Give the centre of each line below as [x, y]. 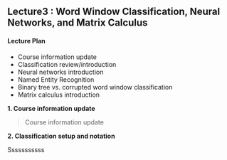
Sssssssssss [26, 149]
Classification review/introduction [67, 64]
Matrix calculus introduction [59, 95]
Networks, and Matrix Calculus [78, 23]
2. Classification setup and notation [61, 136]
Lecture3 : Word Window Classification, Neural [114, 12]
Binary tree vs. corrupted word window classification [95, 87]
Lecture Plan [27, 41]
